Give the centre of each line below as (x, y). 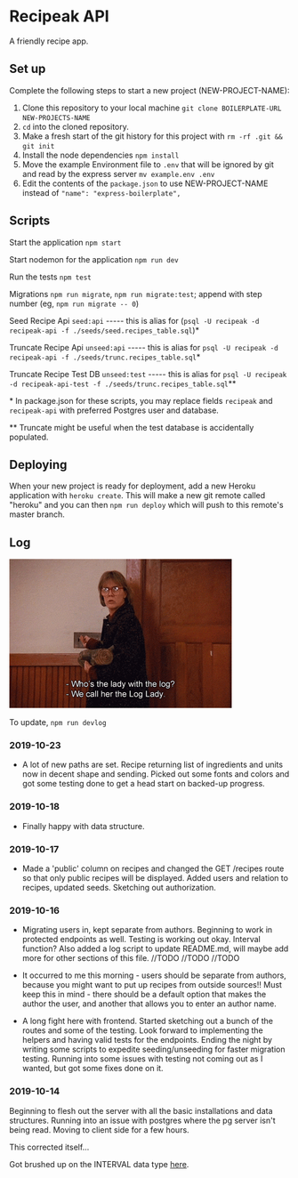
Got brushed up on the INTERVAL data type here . (99, 1164)
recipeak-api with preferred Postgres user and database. (114, 410)
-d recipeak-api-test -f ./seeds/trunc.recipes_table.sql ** (123, 383)
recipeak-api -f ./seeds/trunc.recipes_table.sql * (105, 357)
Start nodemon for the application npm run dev (94, 259)
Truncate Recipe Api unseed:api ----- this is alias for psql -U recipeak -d (144, 347)
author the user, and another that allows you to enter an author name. (149, 1004)
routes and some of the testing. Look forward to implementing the (143, 1030)
